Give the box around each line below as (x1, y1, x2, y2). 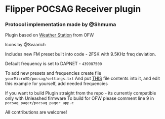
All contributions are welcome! (5, 109, 67, 115)
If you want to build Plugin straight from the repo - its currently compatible (5, 90, 157, 96)
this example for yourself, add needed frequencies (5, 81, 108, 87)
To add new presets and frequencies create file (5, 70, 101, 76)
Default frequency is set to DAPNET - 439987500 (5, 60, 102, 67)
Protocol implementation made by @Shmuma (5, 21, 116, 28)
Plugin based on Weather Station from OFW (5, 32, 94, 38)
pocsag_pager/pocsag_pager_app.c (5, 101, 74, 106)
